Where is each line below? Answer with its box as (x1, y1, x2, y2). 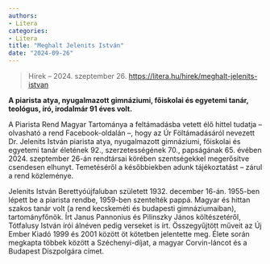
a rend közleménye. (8, 171, 74, 180)
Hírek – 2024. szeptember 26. (27, 72, 127, 80)
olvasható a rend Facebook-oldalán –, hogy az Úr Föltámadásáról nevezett (8, 128, 255, 138)
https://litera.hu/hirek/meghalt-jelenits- (128, 72, 258, 80)
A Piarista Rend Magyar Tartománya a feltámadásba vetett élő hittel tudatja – (8, 120, 263, 129)
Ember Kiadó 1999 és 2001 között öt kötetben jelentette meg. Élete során (8, 229, 250, 238)
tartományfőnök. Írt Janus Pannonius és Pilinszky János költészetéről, (8, 212, 241, 221)
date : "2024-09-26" (8, 49, 74, 57)
